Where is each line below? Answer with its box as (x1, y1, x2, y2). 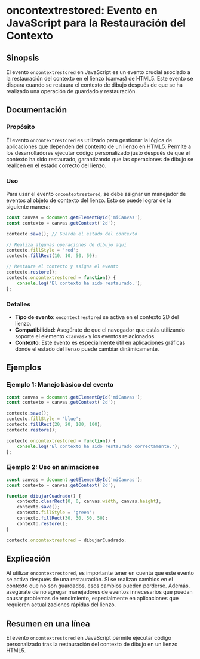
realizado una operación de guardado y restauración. (6, 88, 137, 94)
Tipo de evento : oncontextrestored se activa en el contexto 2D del (14, 313, 179, 320)
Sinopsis (6, 53, 39, 63)
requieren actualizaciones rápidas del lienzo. (6, 601, 116, 608)
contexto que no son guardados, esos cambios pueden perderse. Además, (6, 582, 190, 589)
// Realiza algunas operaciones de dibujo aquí (6, 241, 127, 248)
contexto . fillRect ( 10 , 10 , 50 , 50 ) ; (6, 253, 97, 259)
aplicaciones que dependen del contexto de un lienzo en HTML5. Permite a (6, 143, 192, 150)
